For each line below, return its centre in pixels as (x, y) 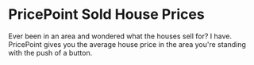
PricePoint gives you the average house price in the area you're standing (127, 44)
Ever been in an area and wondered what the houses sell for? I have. (120, 36)
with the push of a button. (50, 52)
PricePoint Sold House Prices (106, 14)
